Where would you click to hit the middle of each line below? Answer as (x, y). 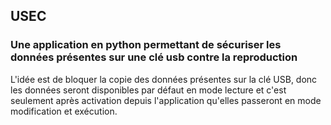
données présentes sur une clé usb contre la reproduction (154, 57)
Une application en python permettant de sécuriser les (146, 45)
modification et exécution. (64, 111)
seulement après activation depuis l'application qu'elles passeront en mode (166, 100)
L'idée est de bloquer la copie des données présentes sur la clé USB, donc (164, 79)
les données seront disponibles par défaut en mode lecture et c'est (148, 90)
